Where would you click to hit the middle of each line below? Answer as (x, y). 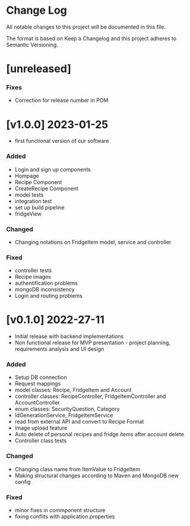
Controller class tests (41, 441)
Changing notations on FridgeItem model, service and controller (93, 242)
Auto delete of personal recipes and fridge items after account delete (99, 434)
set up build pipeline (39, 207)
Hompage (27, 176)
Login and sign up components (53, 169)
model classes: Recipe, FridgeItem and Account (73, 390)
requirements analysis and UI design (59, 349)
